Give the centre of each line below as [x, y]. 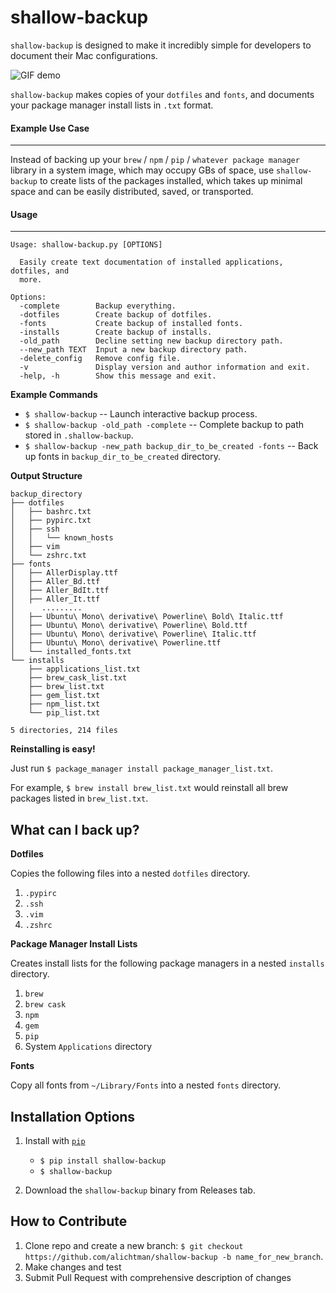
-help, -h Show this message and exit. [118, 376]
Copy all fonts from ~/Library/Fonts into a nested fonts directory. [146, 1085]
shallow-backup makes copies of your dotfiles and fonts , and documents [162, 94]
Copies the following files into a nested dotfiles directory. [130, 873]
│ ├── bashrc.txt [51, 512]
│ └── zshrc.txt [48, 556]
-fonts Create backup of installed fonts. [131, 324]
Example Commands [54, 395]
